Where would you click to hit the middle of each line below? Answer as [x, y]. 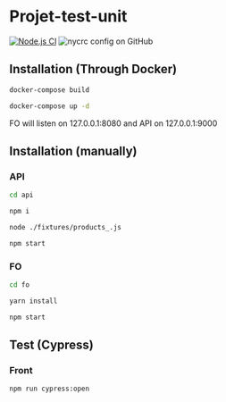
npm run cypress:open [50, 389]
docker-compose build [50, 90]
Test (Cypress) [51, 345]
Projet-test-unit [68, 17]
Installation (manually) [73, 151]
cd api [21, 195]
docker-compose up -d [50, 106]
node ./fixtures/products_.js [66, 227]
